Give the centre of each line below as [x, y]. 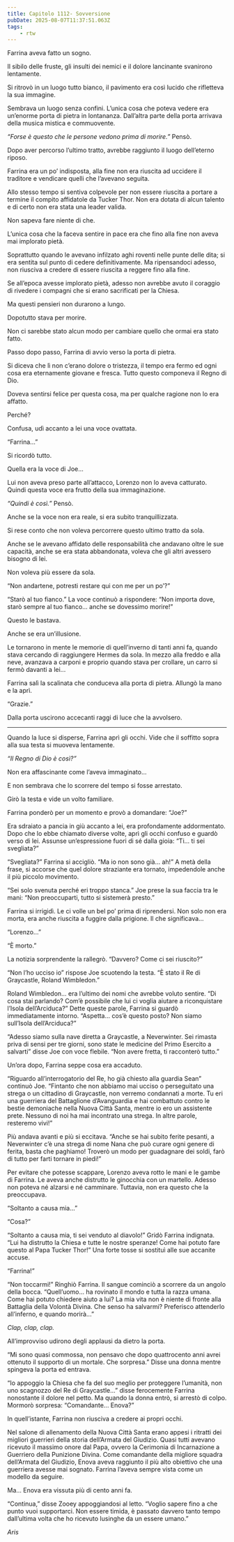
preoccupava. [27, 1195]
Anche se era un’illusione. [44, 634]
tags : [15, 27]
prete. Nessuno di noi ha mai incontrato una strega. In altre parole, [102, 1116]
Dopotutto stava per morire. [47, 317]
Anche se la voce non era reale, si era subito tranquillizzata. [93, 517]
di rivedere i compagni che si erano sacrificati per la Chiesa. [93, 291]
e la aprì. [20, 691]
